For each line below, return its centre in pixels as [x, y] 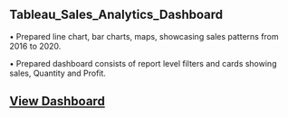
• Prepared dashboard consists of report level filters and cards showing [143, 63]
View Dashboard [58, 101]
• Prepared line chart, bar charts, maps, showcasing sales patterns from [144, 36]
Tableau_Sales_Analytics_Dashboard [116, 15]
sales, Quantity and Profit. [58, 73]
